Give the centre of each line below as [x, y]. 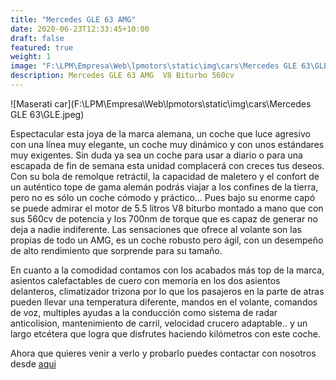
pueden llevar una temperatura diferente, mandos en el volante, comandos [164, 302]
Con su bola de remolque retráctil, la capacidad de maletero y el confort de [165, 176]
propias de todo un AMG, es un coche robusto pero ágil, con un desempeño [167, 240]
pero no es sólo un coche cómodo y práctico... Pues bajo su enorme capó [163, 197]
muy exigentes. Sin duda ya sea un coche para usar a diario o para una [156, 155]
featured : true [42, 47]
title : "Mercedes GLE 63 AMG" [73, 19]
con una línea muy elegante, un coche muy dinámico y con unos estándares [167, 144]
